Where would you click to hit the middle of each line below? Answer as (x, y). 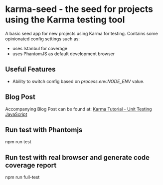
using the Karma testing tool (65, 20)
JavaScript (16, 114)
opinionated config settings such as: (42, 39)
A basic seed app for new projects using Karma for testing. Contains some (81, 33)
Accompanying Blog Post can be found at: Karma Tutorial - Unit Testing (79, 109)
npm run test (18, 142)
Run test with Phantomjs (44, 130)
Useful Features (30, 69)
